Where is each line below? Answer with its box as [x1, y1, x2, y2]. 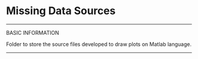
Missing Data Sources [6, 4, 116, 18]
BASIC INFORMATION [6, 29, 60, 36]
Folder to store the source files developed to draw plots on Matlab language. [6, 40, 192, 48]
